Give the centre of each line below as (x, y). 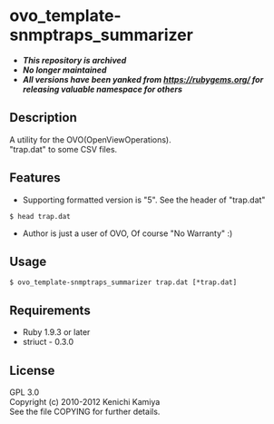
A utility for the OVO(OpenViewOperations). (91, 139)
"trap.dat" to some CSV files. (64, 149)
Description (43, 118)
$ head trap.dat (40, 216)
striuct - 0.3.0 (48, 342)
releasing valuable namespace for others (103, 89)
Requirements (50, 310)
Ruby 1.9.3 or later (56, 332)
